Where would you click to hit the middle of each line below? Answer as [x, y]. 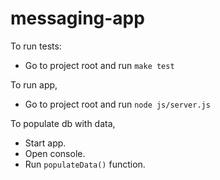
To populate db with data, [63, 123]
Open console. [55, 153]
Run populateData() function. [85, 164]
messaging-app [77, 18]
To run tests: [36, 46]
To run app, [34, 84]
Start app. [45, 143]
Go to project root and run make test [99, 65]
